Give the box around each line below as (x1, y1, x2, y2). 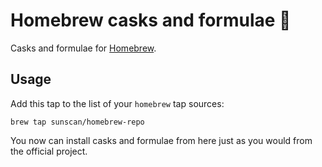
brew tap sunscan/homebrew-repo (10, 117, 145, 127)
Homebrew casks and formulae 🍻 (10, 9, 292, 32)
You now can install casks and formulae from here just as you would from (10, 134, 313, 146)
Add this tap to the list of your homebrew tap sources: (10, 97, 225, 109)
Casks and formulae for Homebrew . (10, 42, 157, 54)
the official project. (10, 145, 88, 157)
